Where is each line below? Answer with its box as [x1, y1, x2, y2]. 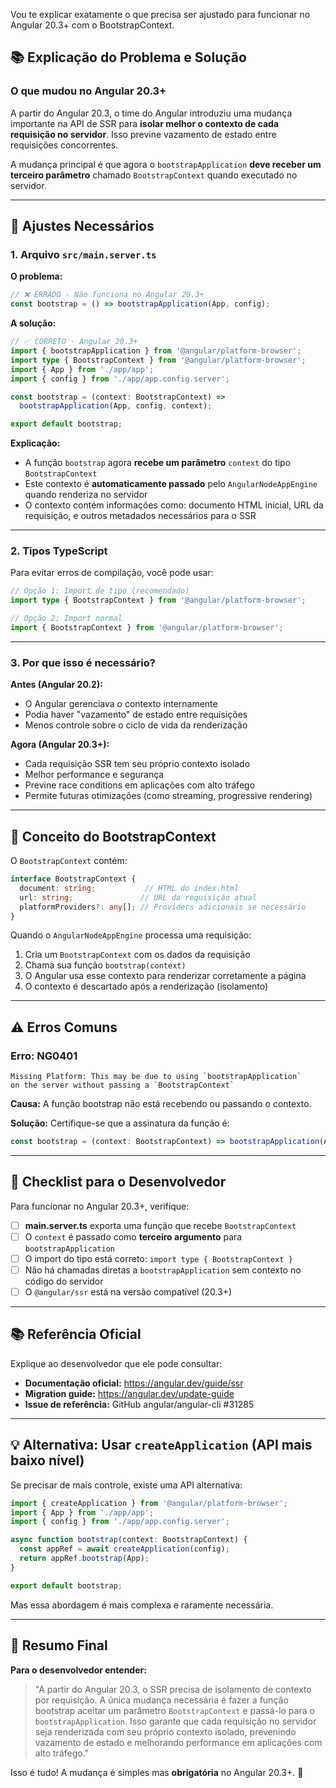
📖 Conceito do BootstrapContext [10, 828, 217, 845]
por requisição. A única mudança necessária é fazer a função [34, 1694, 289, 1706]
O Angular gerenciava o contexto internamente [24, 698, 218, 710]
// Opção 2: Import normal [10, 614, 123, 624]
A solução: [10, 317, 57, 329]
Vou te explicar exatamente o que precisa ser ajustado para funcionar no [10, 9, 311, 20]
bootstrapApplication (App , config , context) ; [19, 401, 213, 411]
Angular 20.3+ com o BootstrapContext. [10, 19, 175, 31]
